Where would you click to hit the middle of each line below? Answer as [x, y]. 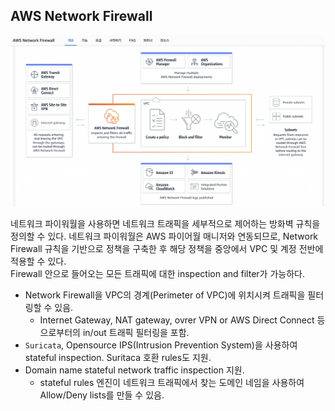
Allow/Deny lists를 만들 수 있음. [102, 395]
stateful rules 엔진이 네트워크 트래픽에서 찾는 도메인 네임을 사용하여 [172, 382]
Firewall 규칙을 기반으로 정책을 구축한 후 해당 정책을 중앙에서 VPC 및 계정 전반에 [167, 248]
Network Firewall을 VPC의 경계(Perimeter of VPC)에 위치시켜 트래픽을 [165, 295]
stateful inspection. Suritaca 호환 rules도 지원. [118, 357]
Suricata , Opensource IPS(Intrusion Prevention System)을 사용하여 [161, 345]
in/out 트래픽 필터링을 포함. [136, 332]
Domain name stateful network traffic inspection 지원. [134, 370]
